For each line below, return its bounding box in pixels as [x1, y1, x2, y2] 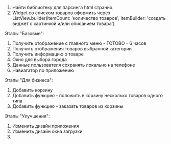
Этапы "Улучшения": [5, 113, 50, 119]
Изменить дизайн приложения [12, 123, 79, 129]
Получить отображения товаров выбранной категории [12, 46, 132, 51]
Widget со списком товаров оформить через [12, 10, 110, 16]
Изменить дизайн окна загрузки [12, 128, 83, 134]
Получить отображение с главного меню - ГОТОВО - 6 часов [12, 40, 146, 46]
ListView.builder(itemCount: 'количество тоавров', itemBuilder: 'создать [12, 15, 166, 21]
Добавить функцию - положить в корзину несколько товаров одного [12, 93, 163, 98]
